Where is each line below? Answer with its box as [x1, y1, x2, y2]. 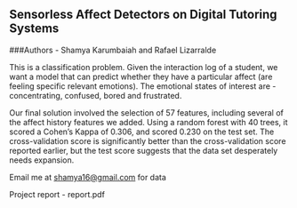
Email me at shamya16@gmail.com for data [9, 172, 167, 182]
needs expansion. [9, 155, 75, 165]
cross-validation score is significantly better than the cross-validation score [9, 135, 286, 146]
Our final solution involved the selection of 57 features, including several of [9, 107, 285, 118]
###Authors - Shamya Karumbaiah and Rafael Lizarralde [9, 44, 217, 55]
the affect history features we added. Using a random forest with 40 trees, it [9, 116, 288, 127]
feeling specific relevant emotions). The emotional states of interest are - [9, 80, 277, 92]
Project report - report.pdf [9, 188, 105, 199]
